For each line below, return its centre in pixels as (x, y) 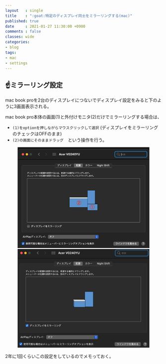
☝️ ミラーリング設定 (34, 85)
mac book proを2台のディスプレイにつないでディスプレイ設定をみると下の (81, 100)
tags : (11, 52)
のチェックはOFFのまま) (37, 134)
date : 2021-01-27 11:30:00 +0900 (45, 26)
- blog (12, 47)
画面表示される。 (34, 107)
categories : (17, 42)
